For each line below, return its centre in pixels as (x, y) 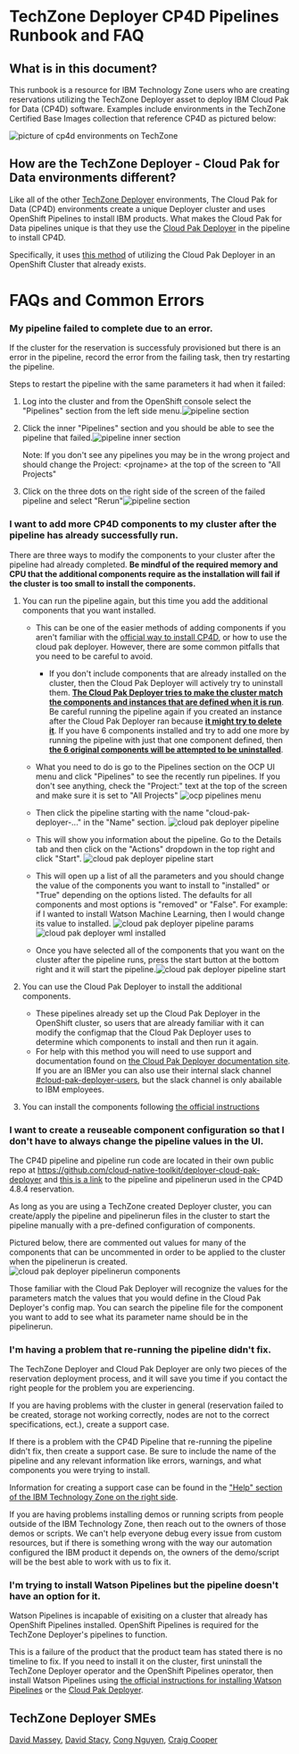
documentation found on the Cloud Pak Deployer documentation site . (163, 1061)
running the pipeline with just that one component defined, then (166, 740)
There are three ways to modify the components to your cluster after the (142, 555)
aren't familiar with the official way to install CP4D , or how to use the (161, 637)
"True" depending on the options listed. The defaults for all (144, 894)
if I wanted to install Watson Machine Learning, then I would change (160, 913)
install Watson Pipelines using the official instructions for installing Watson (145, 1681)
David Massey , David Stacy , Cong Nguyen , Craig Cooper (114, 1740)
